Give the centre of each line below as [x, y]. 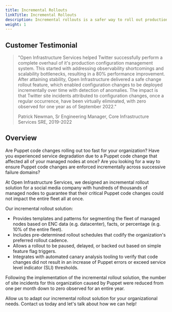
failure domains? [23, 172]
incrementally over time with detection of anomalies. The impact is [88, 90]
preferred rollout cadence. [40, 240]
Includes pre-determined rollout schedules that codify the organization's [89, 235]
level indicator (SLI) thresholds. [46, 267]
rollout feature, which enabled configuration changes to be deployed [90, 85]
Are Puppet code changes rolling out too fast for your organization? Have [82, 150]
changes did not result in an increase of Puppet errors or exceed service [89, 262]
